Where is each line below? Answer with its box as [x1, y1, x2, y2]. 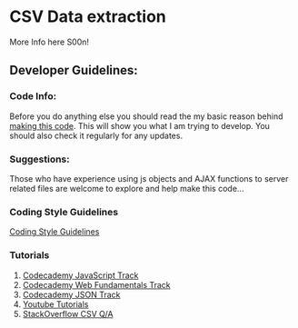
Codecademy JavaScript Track [22, 270, 139, 281]
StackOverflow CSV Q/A [22, 308, 114, 319]
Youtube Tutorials [22, 298, 89, 310]
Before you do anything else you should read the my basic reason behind [9, 111, 283, 122]
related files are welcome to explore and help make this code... [9, 183, 244, 194]
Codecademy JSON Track [22, 289, 121, 300]
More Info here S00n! [9, 36, 89, 47]
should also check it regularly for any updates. [9, 130, 184, 141]
